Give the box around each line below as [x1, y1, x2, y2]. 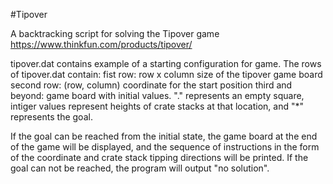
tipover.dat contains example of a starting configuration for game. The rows [10, 58, 322, 69]
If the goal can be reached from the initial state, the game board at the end [10, 130, 318, 142]
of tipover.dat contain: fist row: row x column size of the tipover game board [10, 69, 323, 80]
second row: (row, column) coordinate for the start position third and [10, 79, 293, 91]
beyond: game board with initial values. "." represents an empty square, [10, 90, 305, 101]
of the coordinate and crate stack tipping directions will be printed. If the [10, 152, 309, 163]
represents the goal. [10, 111, 93, 123]
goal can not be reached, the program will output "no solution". [10, 162, 270, 174]
